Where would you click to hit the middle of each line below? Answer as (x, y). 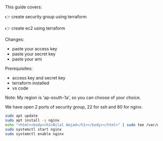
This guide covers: (24, 7)
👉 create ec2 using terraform (35, 28)
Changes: (15, 39)
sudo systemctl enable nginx (34, 134)
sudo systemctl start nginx (33, 129)
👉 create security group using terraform (46, 17)
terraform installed (31, 83)
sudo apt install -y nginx (32, 120)
